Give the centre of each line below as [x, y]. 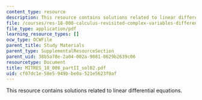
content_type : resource [36, 12]
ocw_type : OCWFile [29, 40]
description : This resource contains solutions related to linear [91, 17]
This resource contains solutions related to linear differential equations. [94, 90]
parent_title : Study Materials [45, 46]
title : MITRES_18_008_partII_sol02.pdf [56, 68]
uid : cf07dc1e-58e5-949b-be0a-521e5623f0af [62, 73]
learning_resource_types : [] [43, 34]
